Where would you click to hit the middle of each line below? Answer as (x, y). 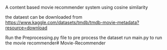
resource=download (26, 28)
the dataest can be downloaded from (44, 17)
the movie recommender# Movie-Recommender (56, 43)
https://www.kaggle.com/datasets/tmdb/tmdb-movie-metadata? (72, 22)
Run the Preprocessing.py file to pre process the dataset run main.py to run (84, 38)
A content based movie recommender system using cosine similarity (77, 7)
